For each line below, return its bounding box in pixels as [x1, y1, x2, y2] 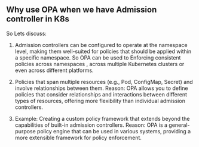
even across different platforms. [14, 67, 94, 74]
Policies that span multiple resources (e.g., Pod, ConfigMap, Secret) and [14, 78, 193, 85]
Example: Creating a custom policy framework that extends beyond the [14, 115, 190, 122]
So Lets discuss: [6, 30, 47, 37]
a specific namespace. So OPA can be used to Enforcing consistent [14, 54, 181, 61]
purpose [14, 127, 36, 135]
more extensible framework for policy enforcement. [14, 134, 142, 141]
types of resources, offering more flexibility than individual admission [14, 97, 185, 104]
